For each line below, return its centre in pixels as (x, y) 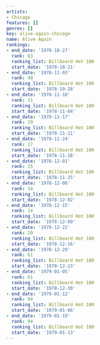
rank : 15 (22, 167)
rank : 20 (22, 233)
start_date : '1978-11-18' (44, 155)
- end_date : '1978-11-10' (38, 95)
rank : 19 (22, 123)
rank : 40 (22, 78)
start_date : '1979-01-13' (44, 333)
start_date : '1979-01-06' (44, 310)
